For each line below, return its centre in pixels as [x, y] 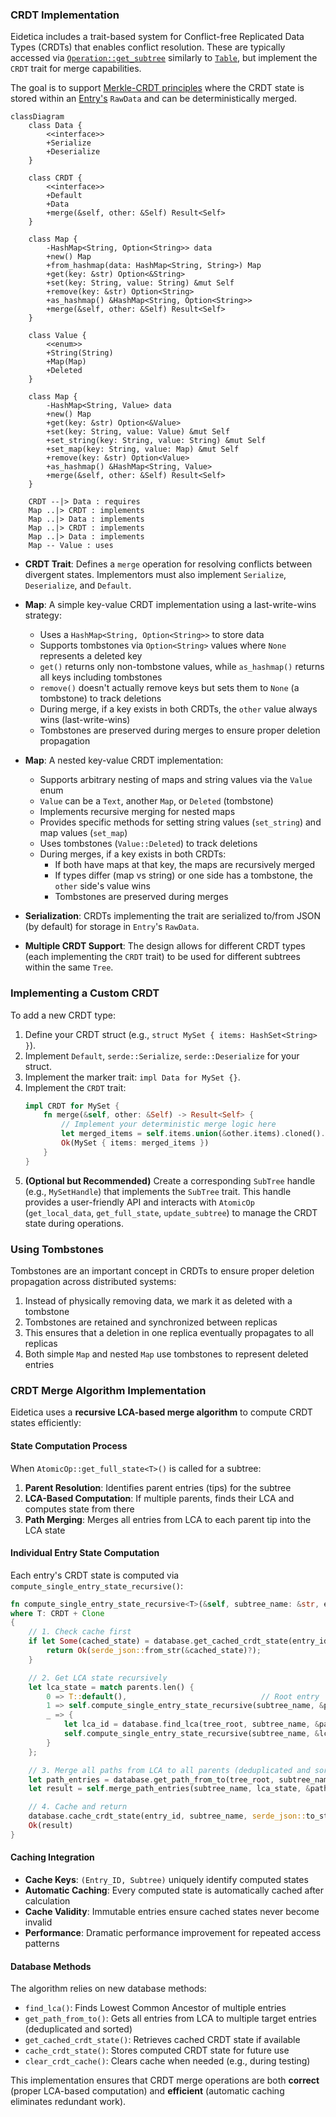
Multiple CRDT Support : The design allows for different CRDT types [165, 946]
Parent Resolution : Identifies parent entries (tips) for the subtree [158, 1487]
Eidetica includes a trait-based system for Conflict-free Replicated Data [157, 37]
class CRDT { [55, 178]
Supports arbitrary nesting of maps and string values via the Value [176, 780]
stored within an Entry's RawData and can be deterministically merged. [154, 99]
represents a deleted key [91, 656]
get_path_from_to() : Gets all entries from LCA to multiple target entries [170, 2019]
